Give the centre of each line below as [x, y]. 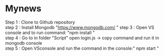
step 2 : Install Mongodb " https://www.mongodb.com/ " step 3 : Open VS [80, 27]
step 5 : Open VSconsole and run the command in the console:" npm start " [82, 48]
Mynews [23, 9]
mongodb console [24, 43]
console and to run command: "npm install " [50, 32]
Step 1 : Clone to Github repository [40, 22]
